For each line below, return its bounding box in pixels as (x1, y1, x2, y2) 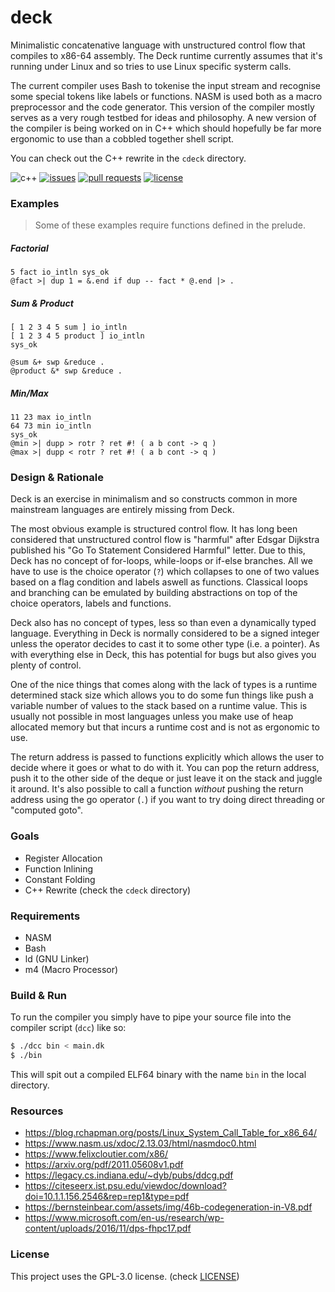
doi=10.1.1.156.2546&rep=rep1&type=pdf (24, 1191, 190, 1203)
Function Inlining (24, 862, 94, 875)
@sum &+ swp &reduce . (10, 357, 105, 368)
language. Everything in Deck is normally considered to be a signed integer (10, 627, 320, 640)
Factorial (10, 242, 49, 254)
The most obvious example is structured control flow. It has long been (10, 523, 298, 535)
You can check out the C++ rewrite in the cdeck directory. (10, 152, 247, 164)
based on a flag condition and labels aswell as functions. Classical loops (10, 576, 308, 588)
